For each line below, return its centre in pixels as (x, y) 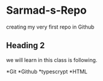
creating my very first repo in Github (50, 27)
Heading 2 (26, 46)
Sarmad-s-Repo (46, 10)
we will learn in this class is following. (52, 60)
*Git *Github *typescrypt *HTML (47, 71)
